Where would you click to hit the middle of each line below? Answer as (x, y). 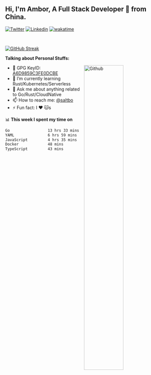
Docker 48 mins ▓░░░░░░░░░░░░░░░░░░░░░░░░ (72, 144)
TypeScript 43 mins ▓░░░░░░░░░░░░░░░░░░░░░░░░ (72, 149)
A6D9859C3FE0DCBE (35, 73)
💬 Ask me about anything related (46, 89)
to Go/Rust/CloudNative (37, 94)
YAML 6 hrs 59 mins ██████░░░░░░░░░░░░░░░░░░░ (72, 135)
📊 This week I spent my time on (39, 119)
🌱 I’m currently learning (36, 78)
